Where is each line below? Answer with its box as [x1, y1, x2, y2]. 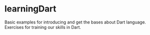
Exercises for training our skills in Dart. [4, 24, 82, 30]
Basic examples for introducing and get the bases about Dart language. [4, 19, 146, 25]
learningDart [4, 3, 56, 14]
